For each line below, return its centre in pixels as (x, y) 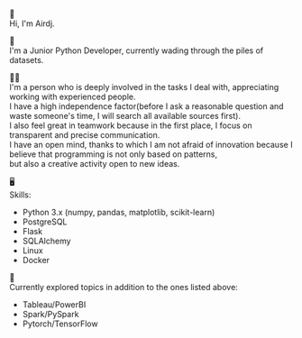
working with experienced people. (73, 96)
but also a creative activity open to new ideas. (95, 164)
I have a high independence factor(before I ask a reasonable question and (146, 106)
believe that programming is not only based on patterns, (114, 154)
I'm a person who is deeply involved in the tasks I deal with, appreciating (144, 87)
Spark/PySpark (50, 314)
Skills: (20, 195)
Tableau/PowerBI (54, 305)
